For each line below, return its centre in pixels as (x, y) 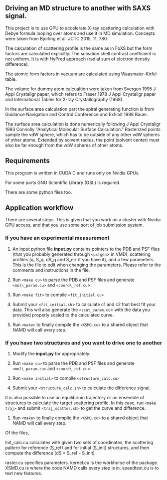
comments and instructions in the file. (51, 270)
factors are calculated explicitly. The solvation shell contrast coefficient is (81, 53)
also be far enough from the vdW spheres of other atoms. (64, 145)
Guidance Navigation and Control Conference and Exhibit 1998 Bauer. (77, 114)
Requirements (27, 161)
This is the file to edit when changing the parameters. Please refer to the (86, 265)
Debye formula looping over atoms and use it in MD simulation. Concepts (80, 33)
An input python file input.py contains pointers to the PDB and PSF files (86, 249)
